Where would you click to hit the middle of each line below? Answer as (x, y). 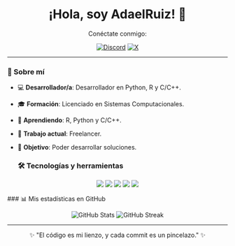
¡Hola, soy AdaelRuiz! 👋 (117, 14)
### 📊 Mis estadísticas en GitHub (57, 198)
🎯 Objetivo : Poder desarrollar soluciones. (77, 147)
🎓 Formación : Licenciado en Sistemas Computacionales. (101, 104)
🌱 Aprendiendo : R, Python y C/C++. (69, 120)
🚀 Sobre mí (26, 71)
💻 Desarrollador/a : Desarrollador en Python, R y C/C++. (99, 87)
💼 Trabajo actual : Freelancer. (59, 134)
